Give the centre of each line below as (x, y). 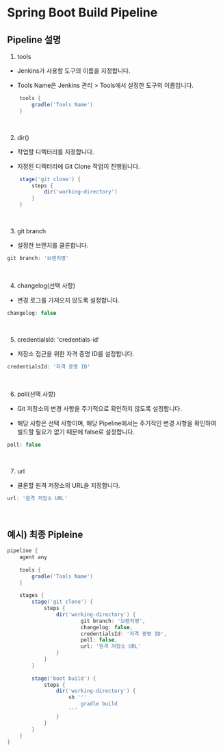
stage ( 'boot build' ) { (64, 678)
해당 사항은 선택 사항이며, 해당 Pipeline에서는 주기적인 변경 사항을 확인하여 (117, 423)
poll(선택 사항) (36, 394)
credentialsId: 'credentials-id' (58, 339)
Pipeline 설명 (34, 39)
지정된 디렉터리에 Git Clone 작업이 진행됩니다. (78, 166)
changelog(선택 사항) (46, 285)
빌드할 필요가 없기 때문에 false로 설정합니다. (76, 432)
